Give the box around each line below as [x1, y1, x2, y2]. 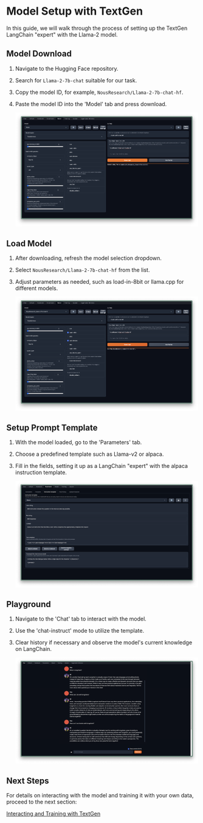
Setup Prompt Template [6, 423, 98, 433]
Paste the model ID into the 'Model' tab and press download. [15, 100, 167, 107]
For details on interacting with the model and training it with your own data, [6, 792, 194, 799]
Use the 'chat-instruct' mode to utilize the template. [15, 627, 145, 634]
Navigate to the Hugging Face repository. [15, 65, 119, 72]
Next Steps [6, 775, 49, 786]
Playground [6, 599, 51, 609]
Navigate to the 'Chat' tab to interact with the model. [15, 615, 147, 623]
